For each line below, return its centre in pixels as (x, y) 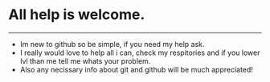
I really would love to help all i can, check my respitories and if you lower (140, 53)
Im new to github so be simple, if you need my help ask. (112, 44)
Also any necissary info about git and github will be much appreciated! (136, 69)
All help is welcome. (77, 15)
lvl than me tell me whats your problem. (85, 61)
